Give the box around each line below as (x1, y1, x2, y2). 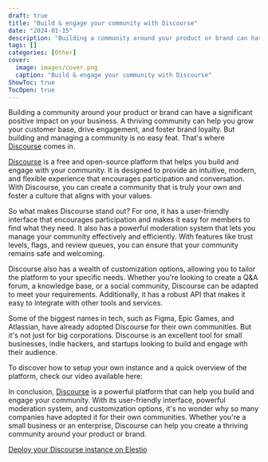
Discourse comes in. (8, 141, 76, 152)
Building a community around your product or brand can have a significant (8, 108, 253, 117)
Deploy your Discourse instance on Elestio (8, 444, 148, 455)
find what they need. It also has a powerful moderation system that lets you (8, 223, 256, 233)
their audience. (8, 348, 58, 357)
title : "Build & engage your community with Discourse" (8, 19, 198, 27)
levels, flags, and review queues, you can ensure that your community (8, 240, 239, 250)
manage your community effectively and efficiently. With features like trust (8, 232, 254, 242)
